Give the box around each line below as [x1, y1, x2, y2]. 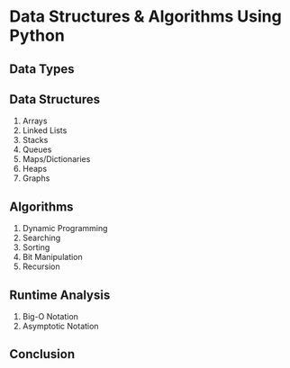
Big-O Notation [22, 311, 79, 322]
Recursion [22, 261, 60, 272]
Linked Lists [22, 125, 68, 136]
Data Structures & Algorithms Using [9, 6, 282, 27]
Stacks [22, 135, 49, 146]
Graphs [22, 173, 50, 184]
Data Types [9, 61, 75, 76]
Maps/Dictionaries [22, 154, 91, 165]
